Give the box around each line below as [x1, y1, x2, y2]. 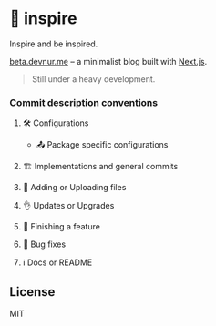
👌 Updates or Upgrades [22, 200, 115, 211]
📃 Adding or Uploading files [22, 182, 127, 193]
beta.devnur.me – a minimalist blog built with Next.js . [9, 56, 208, 66]
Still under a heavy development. [31, 73, 156, 85]
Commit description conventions [9, 96, 158, 108]
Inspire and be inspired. [9, 38, 98, 49]
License [9, 284, 56, 300]
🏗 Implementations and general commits [22, 161, 179, 172]
